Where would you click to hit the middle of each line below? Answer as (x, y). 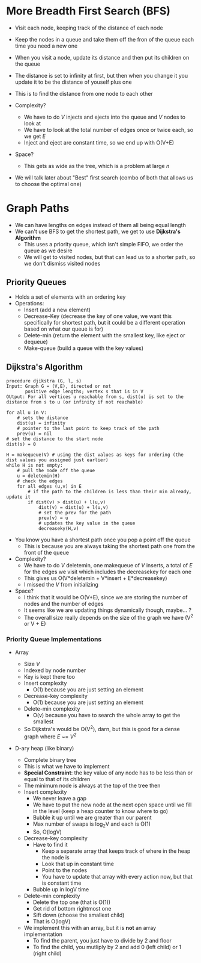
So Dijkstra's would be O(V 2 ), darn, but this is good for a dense (102, 729)
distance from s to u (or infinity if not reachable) (75, 402)
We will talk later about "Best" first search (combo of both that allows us (104, 177)
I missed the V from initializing (61, 584)
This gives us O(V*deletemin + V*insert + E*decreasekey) (95, 578)
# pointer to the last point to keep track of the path (88, 428)
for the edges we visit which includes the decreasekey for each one (108, 572)
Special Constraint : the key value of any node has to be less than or (108, 773)
